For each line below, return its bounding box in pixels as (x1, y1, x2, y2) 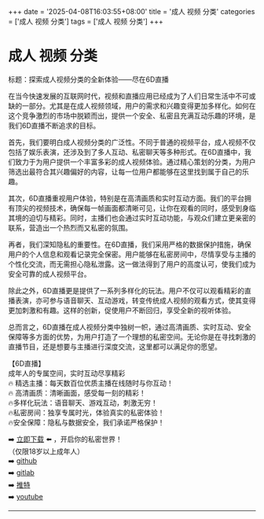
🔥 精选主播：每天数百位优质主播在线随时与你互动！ (8, 378, 174, 388)
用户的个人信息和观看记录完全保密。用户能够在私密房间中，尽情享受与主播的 (8, 249, 256, 259)
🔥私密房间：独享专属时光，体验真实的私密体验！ (8, 407, 165, 417)
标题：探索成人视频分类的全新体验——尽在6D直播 (8, 74, 169, 84)
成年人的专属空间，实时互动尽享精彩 (8, 368, 126, 377)
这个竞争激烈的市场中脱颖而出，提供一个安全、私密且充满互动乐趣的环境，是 (8, 111, 256, 120)
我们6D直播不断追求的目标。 (8, 120, 101, 130)
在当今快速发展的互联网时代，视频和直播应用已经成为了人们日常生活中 (8, 91, 236, 101)
